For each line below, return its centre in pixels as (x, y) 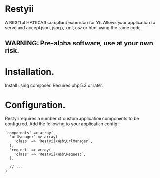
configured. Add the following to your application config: (62, 124)
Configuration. (35, 105)
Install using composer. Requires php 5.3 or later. (54, 85)
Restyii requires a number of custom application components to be (72, 119)
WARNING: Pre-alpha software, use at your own (79, 43)
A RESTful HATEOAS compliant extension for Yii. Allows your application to (80, 22)
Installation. (30, 72)
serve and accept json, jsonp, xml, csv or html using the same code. (73, 27)
